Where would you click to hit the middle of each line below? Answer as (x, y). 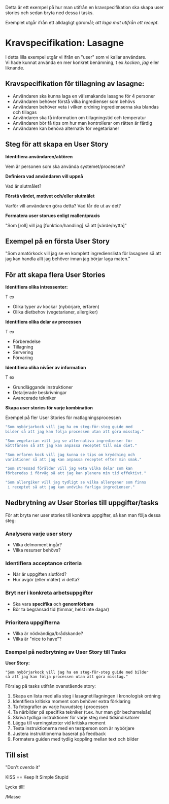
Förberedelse (27, 341)
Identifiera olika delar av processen (43, 322)
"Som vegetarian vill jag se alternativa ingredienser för (69, 441)
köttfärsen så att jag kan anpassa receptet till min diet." (71, 445)
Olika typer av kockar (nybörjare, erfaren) (56, 307)
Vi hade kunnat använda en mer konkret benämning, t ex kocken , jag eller (82, 62)
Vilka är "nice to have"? (37, 639)
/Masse (13, 797)
